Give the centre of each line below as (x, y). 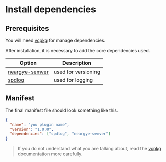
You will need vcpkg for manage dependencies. (55, 40)
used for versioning (77, 72)
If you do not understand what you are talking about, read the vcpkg (89, 149)
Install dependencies (51, 9)
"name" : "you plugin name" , (40, 124)
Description (77, 63)
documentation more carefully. (50, 154)
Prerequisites (27, 28)
